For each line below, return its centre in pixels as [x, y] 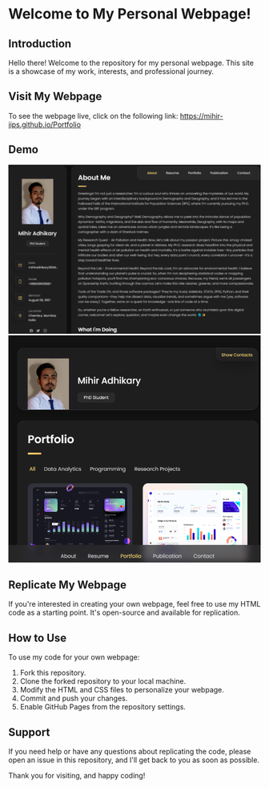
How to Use [38, 638]
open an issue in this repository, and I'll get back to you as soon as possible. [134, 760]
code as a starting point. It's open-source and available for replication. [124, 613]
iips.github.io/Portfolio [45, 124]
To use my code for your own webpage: [74, 657]
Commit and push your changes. [74, 698]
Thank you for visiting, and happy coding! [77, 775]
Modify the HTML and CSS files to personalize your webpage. [122, 690]
